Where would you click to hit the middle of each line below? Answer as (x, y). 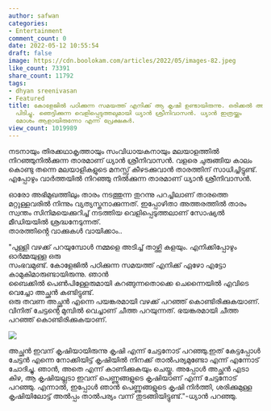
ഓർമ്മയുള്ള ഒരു (35, 255)
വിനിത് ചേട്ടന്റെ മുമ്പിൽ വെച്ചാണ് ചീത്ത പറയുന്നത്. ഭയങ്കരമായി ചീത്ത (124, 310)
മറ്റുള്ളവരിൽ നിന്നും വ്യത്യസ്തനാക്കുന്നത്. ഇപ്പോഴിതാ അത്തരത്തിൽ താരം (127, 203)
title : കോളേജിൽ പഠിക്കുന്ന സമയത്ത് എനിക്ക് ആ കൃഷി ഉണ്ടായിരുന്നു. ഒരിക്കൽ (130, 106)
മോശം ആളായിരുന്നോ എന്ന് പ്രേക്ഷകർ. (75, 121)
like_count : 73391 (39, 68)
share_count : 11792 (41, 76)
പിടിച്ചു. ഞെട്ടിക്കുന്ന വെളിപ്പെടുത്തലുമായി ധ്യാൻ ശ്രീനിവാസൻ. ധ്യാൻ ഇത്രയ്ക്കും (129, 114)
